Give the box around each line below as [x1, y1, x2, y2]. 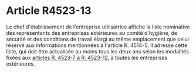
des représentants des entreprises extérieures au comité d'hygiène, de [6, 29, 178, 36]
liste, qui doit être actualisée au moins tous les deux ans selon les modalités [6, 48, 190, 55]
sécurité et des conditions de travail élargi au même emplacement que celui [6, 35, 190, 42]
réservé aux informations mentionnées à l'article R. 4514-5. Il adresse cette [6, 42, 188, 49]
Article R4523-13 [6, 4, 92, 17]
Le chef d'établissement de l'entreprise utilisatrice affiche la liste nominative [6, 23, 190, 30]
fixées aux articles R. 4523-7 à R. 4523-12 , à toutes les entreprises [6, 54, 168, 61]
